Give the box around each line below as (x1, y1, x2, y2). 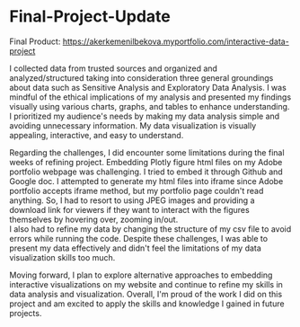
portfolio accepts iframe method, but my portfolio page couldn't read (9, 185, 264, 196)
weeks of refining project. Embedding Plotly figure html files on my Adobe (9, 156, 283, 167)
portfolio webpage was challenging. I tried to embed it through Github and (9, 166, 283, 177)
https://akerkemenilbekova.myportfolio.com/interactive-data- (62, 36, 289, 47)
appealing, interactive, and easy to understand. (9, 129, 184, 140)
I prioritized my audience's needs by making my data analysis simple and (9, 110, 280, 121)
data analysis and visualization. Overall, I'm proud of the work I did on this (9, 288, 283, 299)
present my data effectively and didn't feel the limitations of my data (9, 243, 262, 253)
